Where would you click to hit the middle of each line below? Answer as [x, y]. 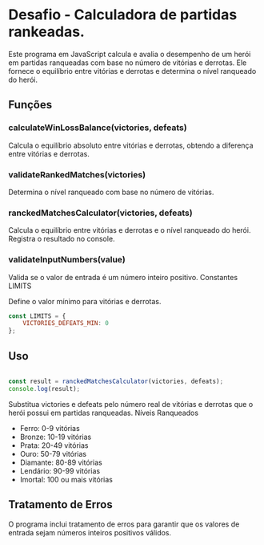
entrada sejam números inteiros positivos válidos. [90, 532]
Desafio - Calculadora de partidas [123, 15]
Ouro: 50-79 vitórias [53, 453]
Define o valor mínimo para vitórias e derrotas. [85, 301]
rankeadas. [47, 32]
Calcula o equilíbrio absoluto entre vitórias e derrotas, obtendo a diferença [131, 145]
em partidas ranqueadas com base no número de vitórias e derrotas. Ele [128, 63]
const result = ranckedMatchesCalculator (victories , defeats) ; [116, 381]
